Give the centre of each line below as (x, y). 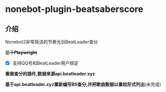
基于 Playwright (21, 52)
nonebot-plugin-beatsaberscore (74, 9)
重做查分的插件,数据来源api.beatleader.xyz (50, 74)
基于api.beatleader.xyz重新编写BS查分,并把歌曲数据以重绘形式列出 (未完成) (83, 84)
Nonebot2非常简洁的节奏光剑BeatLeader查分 (52, 42)
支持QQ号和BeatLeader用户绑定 (45, 63)
